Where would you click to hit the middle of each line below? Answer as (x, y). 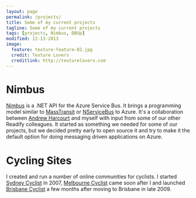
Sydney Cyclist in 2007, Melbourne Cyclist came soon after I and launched (96, 183)
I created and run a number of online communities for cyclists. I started (92, 177)
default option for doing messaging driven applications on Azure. (84, 137)
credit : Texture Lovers (40, 55)
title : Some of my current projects (51, 22)
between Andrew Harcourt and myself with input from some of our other (93, 118)
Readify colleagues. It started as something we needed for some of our (92, 124)
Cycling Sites (39, 160)
